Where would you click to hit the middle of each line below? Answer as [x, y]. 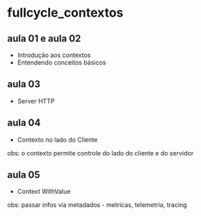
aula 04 [24, 123]
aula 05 [24, 175]
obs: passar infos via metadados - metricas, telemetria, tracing [97, 205]
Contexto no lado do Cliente [57, 140]
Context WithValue [44, 192]
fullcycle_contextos [65, 13]
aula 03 [24, 84]
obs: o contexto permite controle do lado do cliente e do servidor [100, 153]
